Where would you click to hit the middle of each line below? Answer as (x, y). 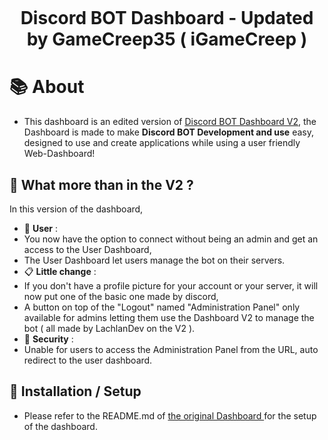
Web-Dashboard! (59, 154)
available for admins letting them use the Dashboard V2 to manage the (169, 317)
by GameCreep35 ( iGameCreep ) (167, 39)
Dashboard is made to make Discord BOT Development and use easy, (168, 132)
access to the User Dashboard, (87, 249)
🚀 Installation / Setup (75, 391)
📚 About (47, 87)
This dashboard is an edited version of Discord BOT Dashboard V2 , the (170, 122)
